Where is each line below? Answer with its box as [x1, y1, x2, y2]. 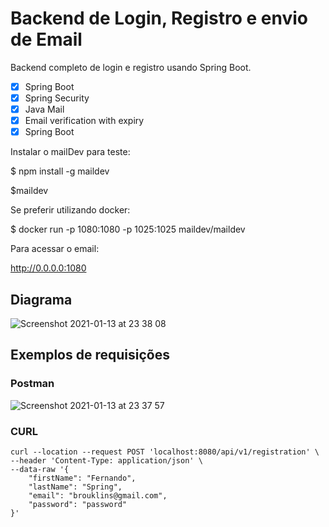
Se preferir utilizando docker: [10, 204, 131, 216]
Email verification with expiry [24, 115, 145, 127]
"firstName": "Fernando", [28, 473, 137, 484]
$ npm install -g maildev [10, 165, 110, 177]
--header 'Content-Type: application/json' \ [10, 456, 203, 466]
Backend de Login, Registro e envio [10, 7, 309, 30]
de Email [10, 28, 83, 51]
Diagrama [10, 291, 73, 308]
